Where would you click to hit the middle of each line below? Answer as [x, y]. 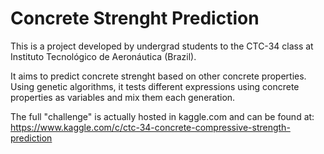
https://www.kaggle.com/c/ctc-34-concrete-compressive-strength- [150, 127]
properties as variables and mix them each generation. [123, 97]
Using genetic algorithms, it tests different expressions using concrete [155, 86]
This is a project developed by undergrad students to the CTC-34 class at [162, 46]
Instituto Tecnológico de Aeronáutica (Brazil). [103, 56]
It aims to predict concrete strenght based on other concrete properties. [158, 76]
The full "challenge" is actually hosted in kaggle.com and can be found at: [162, 116]
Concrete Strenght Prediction [135, 18]
